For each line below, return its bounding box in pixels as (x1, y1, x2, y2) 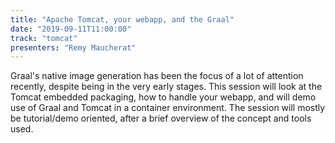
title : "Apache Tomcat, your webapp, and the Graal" (10, 14, 235, 25)
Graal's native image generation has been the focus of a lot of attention (10, 70, 304, 82)
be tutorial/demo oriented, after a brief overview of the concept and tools (10, 112, 312, 125)
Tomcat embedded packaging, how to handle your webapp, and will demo (10, 91, 317, 103)
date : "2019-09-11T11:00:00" (10, 24, 132, 34)
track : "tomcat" (10, 33, 78, 43)
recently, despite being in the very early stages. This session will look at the (10, 81, 323, 93)
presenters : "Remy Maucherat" (10, 42, 137, 53)
